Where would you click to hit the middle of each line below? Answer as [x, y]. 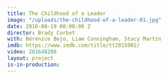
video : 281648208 [32, 52]
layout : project [30, 58]
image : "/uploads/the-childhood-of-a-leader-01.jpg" [84, 20]
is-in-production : [33, 65]
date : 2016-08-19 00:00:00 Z [49, 26]
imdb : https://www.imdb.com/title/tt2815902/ [73, 45]
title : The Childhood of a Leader [57, 13]
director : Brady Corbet [41, 33]
